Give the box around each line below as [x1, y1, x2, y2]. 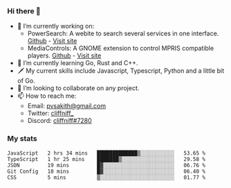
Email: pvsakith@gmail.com [27, 102, 106, 110]
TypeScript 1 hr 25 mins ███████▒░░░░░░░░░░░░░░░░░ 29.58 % [7, 155, 206, 162]
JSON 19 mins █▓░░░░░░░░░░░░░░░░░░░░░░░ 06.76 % [7, 162, 206, 169]
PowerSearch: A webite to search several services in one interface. [27, 29, 219, 37]
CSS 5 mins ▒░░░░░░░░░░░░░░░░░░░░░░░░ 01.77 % [7, 173, 206, 181]
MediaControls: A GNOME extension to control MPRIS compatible [27, 44, 214, 53]
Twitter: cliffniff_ [27, 109, 74, 117]
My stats [7, 134, 37, 144]
